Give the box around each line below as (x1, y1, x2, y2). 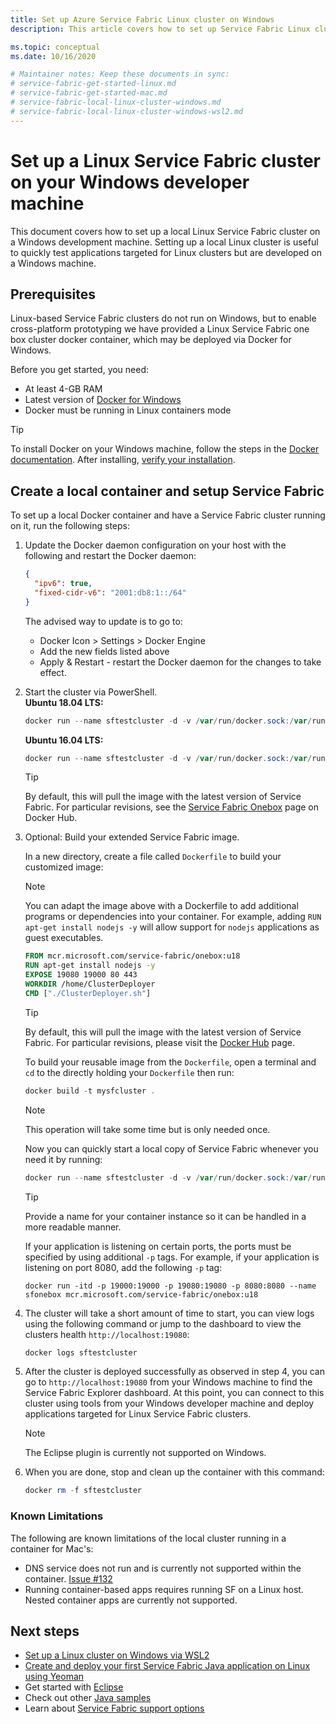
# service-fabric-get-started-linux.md (10, 79, 177, 89)
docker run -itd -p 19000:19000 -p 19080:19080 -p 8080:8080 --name (24, 1281, 317, 1291)
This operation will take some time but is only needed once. (24, 1123, 271, 1135)
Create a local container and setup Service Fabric (10, 482, 325, 500)
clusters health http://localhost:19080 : (24, 1328, 190, 1340)
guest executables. (24, 932, 104, 944)
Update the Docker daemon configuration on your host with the (24, 539, 287, 551)
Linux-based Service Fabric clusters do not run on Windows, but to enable (10, 312, 317, 325)
